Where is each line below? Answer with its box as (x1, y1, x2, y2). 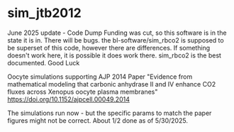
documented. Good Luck (7, 58, 80, 67)
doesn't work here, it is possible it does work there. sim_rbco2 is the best (7, 51, 222, 60)
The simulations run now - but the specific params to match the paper (7, 109, 212, 117)
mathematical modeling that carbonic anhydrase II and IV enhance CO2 (7, 79, 216, 88)
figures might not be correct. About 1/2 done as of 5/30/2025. (7, 116, 188, 125)
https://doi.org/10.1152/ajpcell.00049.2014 (7, 94, 130, 104)
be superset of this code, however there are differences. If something (7, 43, 211, 52)
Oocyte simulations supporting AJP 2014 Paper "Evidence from (7, 72, 193, 81)
